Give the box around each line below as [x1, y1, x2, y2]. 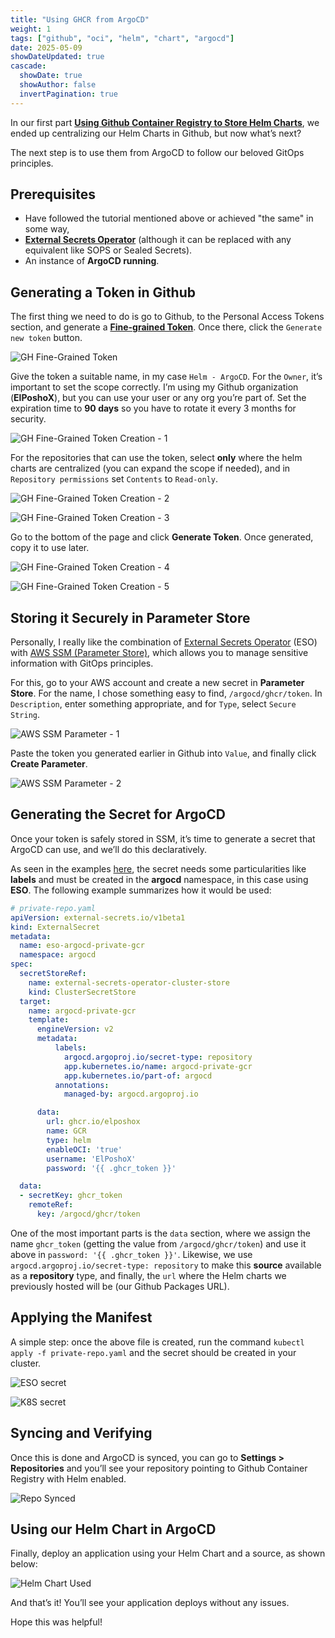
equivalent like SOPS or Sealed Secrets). [24, 244, 193, 256]
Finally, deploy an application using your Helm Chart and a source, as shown [10, 1547, 326, 1560]
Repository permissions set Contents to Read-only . [10, 473, 218, 485]
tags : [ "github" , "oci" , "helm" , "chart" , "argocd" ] [10, 33, 235, 43]
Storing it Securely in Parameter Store [10, 609, 251, 626]
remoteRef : [28, 1200, 74, 1210]
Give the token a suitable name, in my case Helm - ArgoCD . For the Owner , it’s [10, 371, 323, 383]
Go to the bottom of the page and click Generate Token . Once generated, [10, 531, 314, 543]
